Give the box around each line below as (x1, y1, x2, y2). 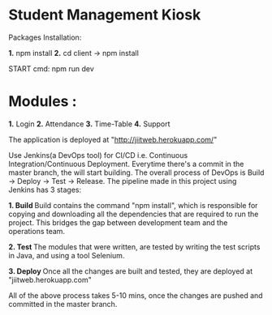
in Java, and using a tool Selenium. (8, 250, 125, 260)
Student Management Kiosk (8, 6, 201, 24)
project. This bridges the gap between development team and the (8, 217, 228, 228)
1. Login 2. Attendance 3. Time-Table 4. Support (8, 119, 171, 129)
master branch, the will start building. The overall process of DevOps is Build (8, 168, 265, 177)
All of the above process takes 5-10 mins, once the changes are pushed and (8, 290, 263, 300)
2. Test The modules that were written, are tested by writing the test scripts (8, 241, 261, 252)
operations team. (8, 226, 66, 236)
